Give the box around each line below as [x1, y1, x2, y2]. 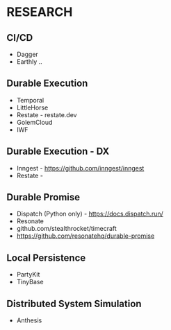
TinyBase [16, 278, 44, 286]
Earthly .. [16, 58, 42, 66]
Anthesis [16, 316, 42, 324]
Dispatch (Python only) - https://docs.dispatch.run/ [16, 209, 164, 218]
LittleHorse [16, 103, 49, 112]
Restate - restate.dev [16, 110, 77, 119]
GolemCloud [16, 118, 53, 126]
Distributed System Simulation [6, 297, 142, 309]
